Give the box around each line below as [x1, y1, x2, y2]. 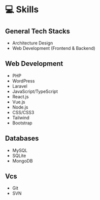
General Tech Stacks [5, 27, 70, 35]
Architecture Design [12, 40, 53, 46]
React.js [12, 93, 29, 99]
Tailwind [12, 115, 30, 120]
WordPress [12, 78, 35, 84]
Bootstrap [12, 120, 33, 126]
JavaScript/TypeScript [12, 88, 58, 94]
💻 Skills [5, 4, 39, 15]
